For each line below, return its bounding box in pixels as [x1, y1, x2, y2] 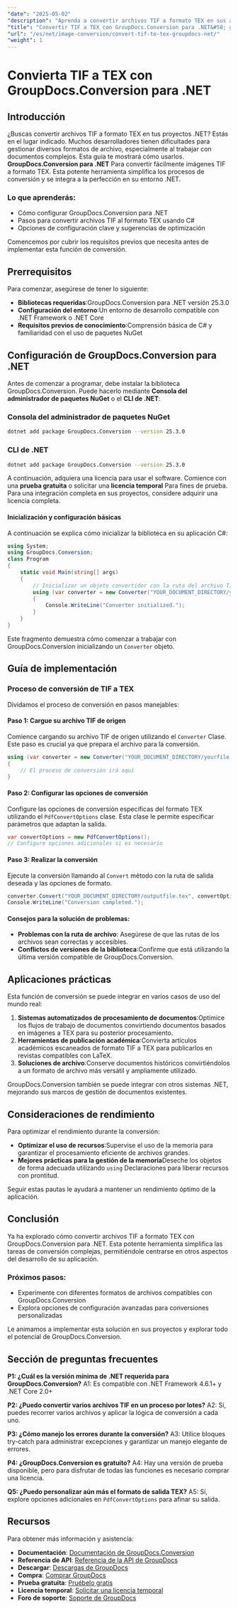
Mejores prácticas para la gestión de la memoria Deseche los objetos [17, 1156, 222, 1165]
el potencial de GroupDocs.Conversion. [7, 1333, 122, 1341]
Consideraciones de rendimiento [7, 1108, 155, 1120]
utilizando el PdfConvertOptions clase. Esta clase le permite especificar [7, 812, 215, 821]
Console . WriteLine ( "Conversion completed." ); [7, 899, 144, 906]
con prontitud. [17, 1171, 59, 1180]
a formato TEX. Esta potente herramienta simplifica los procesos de [7, 168, 205, 176]
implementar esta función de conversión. [7, 245, 127, 254]
